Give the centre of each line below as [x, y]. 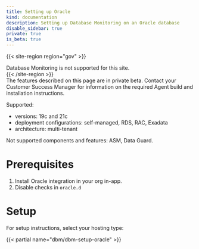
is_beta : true [24, 39]
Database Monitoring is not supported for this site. [68, 68]
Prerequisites [40, 165]
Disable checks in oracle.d [48, 187]
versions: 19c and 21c [41, 116]
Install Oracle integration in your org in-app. [68, 181]
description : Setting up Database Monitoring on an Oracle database [93, 23]
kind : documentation [32, 17]
